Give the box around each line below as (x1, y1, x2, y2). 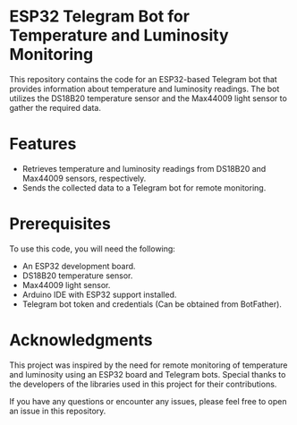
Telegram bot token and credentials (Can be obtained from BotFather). (21, 298, 282, 310)
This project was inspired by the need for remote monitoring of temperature (9, 360, 288, 370)
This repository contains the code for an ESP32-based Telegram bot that (9, 73, 277, 84)
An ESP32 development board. (21, 260, 136, 271)
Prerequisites (9, 214, 112, 234)
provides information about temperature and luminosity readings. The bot (9, 83, 280, 94)
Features (9, 134, 77, 154)
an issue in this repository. (9, 405, 106, 416)
